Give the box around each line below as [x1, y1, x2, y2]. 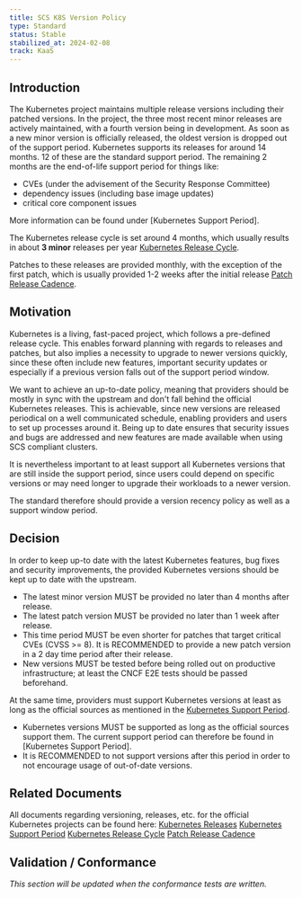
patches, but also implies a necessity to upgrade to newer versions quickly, [9, 347, 288, 358]
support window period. [9, 504, 98, 515]
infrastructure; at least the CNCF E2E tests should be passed [22, 667, 248, 679]
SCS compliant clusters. [9, 441, 99, 452]
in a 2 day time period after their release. [22, 648, 173, 659]
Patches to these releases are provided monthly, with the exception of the [9, 259, 283, 270]
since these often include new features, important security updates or [9, 357, 268, 368]
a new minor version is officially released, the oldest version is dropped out [9, 132, 288, 143]
